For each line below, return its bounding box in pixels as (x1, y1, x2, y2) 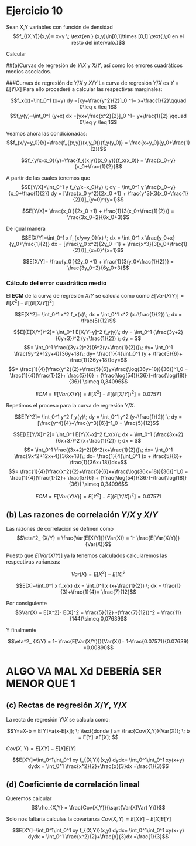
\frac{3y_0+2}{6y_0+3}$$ (67, 264, 130, 271)
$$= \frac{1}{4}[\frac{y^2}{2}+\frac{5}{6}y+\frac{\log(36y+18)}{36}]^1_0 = (8, 365, 188, 372)
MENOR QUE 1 (6, 677, 75, 690)
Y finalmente (6, 626, 37, 633)
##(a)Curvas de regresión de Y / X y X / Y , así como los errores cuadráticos (6, 62, 183, 69)
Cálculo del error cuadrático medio (6, 279, 107, 287)
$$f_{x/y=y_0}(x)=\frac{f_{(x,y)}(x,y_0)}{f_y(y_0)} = (6, 139, 128, 146)
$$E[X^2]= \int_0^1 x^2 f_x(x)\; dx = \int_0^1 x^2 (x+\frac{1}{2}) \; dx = (14, 311, 183, 318)
